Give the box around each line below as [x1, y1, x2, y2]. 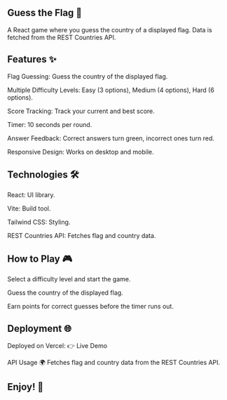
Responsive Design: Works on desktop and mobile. [7, 147, 154, 156]
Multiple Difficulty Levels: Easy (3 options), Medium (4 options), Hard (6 [7, 86, 215, 94]
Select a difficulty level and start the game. [7, 275, 131, 284]
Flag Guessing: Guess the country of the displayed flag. [7, 72, 168, 81]
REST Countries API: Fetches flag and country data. [7, 232, 156, 240]
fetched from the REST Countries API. [7, 33, 116, 41]
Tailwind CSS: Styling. [7, 218, 71, 227]
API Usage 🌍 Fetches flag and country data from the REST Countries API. [7, 359, 221, 367]
